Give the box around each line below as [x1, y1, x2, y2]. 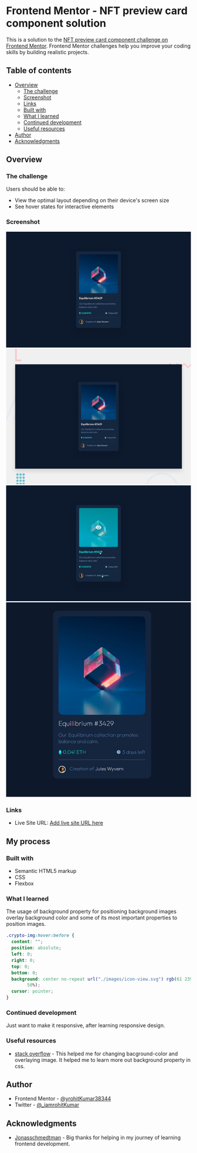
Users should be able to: [6, 185, 66, 192]
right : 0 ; [11, 957, 35, 963]
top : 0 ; [11, 964, 30, 969]
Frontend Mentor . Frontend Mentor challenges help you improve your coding [6, 42, 191, 49]
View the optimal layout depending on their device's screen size [14, 197, 169, 204]
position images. [6, 921, 46, 928]
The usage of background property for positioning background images [6, 908, 177, 915]
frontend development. [14, 1140, 70, 1148]
